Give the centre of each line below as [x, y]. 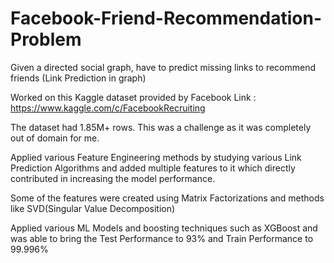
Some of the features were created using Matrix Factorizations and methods [167, 198]
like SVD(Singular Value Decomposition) [93, 208]
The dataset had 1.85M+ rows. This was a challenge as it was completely [161, 127]
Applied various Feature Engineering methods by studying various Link [156, 157]
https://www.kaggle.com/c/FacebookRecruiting [108, 108]
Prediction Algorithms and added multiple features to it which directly [153, 168]
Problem [46, 39]
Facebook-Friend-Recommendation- [166, 18]
